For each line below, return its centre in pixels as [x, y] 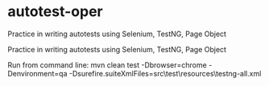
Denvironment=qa [37, 73]
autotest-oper [55, 12]
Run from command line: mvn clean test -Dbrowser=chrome [107, 65]
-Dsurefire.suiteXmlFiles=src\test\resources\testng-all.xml [165, 73]
